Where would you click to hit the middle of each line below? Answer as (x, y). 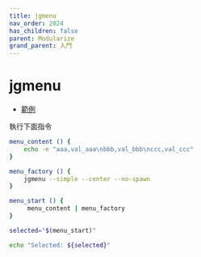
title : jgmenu (33, 16)
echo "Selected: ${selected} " (60, 245)
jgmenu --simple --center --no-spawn (87, 179)
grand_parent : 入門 (41, 46)
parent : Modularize (42, 38)
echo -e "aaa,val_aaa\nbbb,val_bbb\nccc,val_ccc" (109, 149)
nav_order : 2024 (36, 23)
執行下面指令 (30, 127)
